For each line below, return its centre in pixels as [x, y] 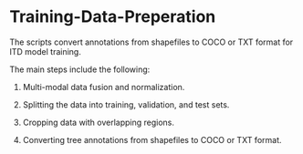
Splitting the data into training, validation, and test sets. [126, 104]
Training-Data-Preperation [113, 17]
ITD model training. [46, 51]
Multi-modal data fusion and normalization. [104, 87]
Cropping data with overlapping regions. [99, 122]
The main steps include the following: [80, 69]
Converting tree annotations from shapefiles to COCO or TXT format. [152, 139]
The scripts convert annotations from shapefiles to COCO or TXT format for [151, 42]
